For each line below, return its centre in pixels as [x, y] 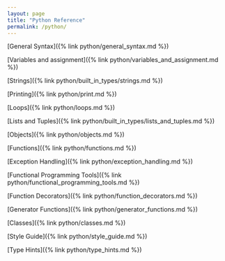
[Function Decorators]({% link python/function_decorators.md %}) [102, 196]
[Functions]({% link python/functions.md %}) [72, 148]
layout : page [26, 14]
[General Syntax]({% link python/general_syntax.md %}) [88, 47]
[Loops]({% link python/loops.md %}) [61, 108]
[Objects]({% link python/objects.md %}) [66, 135]
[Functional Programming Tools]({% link [64, 175]
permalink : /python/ [37, 26]
